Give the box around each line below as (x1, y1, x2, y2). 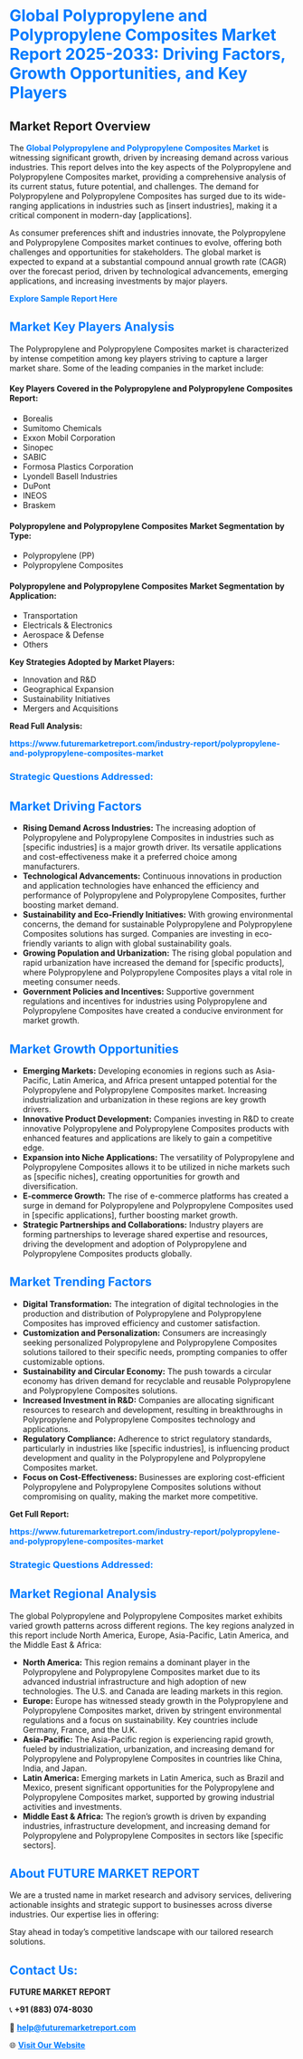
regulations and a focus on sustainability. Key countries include (22, 1714, 259, 1726)
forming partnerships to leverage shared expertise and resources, (22, 1228, 269, 1239)
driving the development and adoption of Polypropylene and (22, 1238, 247, 1249)
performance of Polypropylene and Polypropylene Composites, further (22, 890, 287, 901)
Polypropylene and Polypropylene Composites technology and (22, 1414, 256, 1425)
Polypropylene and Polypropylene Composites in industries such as (22, 832, 275, 843)
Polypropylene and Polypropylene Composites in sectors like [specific (22, 1830, 284, 1841)
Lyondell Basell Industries (22, 471, 118, 482)
